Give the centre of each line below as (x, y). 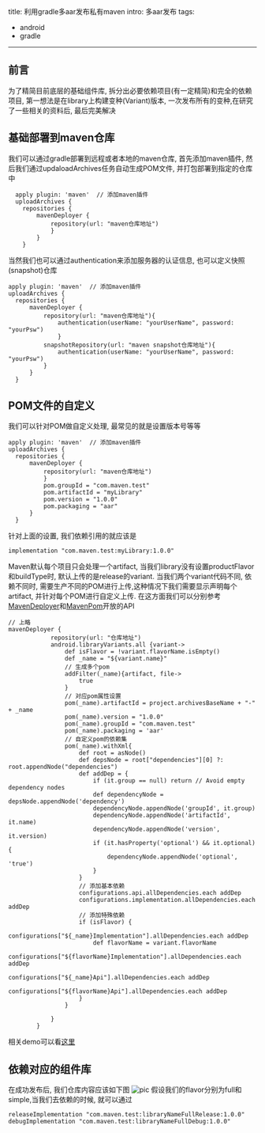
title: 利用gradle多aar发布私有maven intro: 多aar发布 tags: (101, 11)
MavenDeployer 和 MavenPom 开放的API (71, 606)
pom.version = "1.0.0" (80, 500)
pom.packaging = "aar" (80, 506)
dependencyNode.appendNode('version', (157, 829)
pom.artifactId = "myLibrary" (93, 493)
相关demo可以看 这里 (42, 1042)
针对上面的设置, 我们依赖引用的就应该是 (72, 536)
